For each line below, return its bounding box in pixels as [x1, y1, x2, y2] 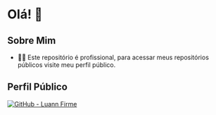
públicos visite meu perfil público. [17, 61, 116, 69]
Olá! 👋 [7, 6, 43, 23]
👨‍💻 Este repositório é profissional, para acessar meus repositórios [17, 53, 210, 61]
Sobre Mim [7, 35, 56, 47]
